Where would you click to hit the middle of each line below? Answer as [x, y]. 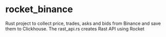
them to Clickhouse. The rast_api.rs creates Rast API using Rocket [75, 28]
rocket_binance [39, 9]
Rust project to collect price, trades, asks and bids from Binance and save [83, 23]
